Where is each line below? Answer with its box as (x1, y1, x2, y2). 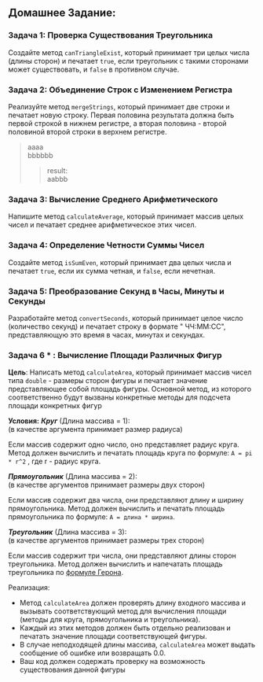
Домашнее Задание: (8, 6, 116, 20)
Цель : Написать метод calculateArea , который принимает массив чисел (8, 367, 252, 377)
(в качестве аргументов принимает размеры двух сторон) (8, 480, 206, 490)
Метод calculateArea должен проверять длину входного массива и (19, 598, 246, 608)
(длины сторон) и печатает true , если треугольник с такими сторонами (8, 56, 249, 65)
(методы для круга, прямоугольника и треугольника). (19, 615, 201, 625)
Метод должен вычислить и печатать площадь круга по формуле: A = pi (8, 448, 253, 458)
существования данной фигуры (19, 665, 126, 675)
